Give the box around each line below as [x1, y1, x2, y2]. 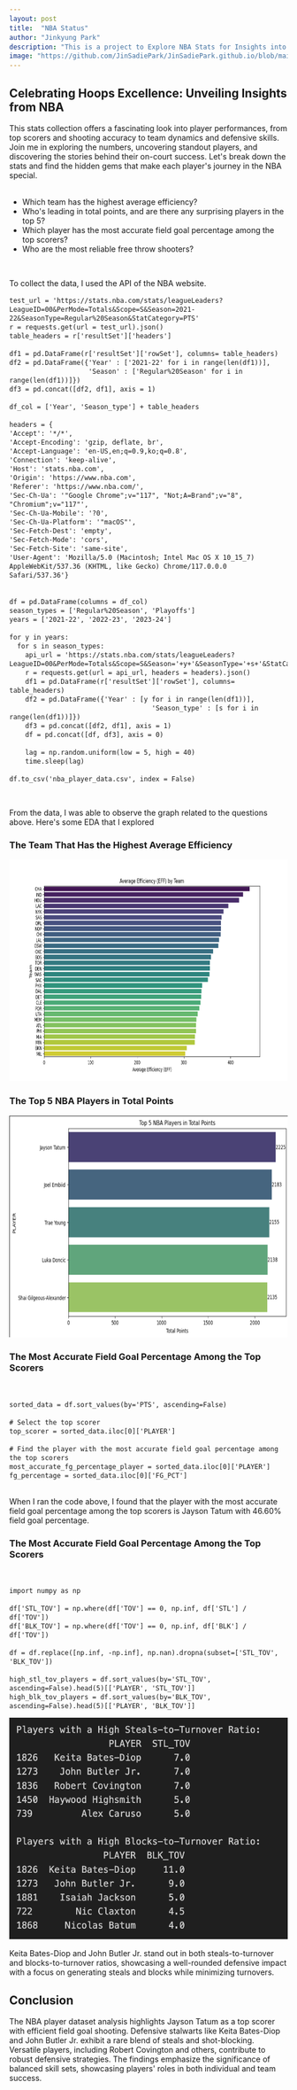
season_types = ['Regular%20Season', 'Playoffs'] [9, 606, 196, 615]
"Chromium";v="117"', [9, 500, 89, 509]
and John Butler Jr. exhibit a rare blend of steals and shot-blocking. [9, 2034, 255, 2046]
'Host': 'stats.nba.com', [9, 464, 104, 473]
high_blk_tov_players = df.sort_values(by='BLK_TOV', [9, 1693, 212, 1702]
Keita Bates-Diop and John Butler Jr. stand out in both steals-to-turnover [9, 1948, 274, 1959]
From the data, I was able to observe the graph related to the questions [9, 807, 268, 818]
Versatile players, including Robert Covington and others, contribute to [9, 2044, 266, 2055]
